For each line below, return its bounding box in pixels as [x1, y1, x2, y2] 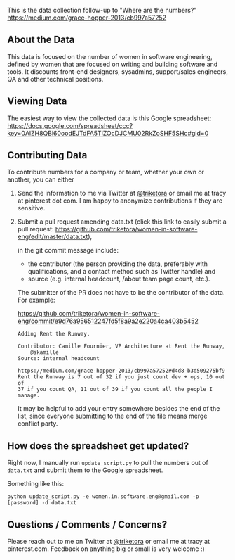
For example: [17, 295, 55, 305]
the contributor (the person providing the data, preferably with [27, 260, 208, 268]
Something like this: [7, 480, 65, 488]
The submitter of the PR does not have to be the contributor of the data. [17, 288, 225, 297]
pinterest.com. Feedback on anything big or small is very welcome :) [7, 545, 205, 553]
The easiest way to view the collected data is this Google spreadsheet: [7, 114, 212, 122]
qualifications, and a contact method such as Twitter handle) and [27, 267, 216, 276]
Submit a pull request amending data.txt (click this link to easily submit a [17, 217, 227, 226]
